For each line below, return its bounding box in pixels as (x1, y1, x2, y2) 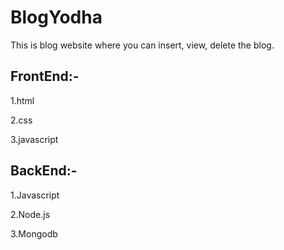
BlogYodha (10, 6, 103, 29)
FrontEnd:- (10, 68, 80, 85)
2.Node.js (10, 208, 51, 220)
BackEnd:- (10, 162, 78, 180)
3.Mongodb (10, 227, 58, 240)
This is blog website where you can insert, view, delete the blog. (10, 39, 275, 51)
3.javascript (10, 133, 59, 145)
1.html (10, 94, 35, 106)
